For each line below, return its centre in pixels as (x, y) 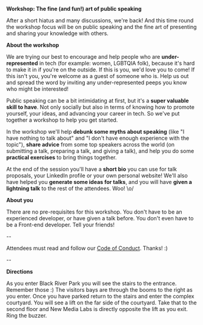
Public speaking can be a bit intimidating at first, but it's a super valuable (98, 100)
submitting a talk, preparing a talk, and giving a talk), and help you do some (100, 151)
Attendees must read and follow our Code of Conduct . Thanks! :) (87, 248)
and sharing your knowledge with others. (58, 33)
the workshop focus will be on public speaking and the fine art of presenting (101, 27)
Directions (20, 271)
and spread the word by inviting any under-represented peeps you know (97, 82)
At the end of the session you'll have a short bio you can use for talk (92, 169)
